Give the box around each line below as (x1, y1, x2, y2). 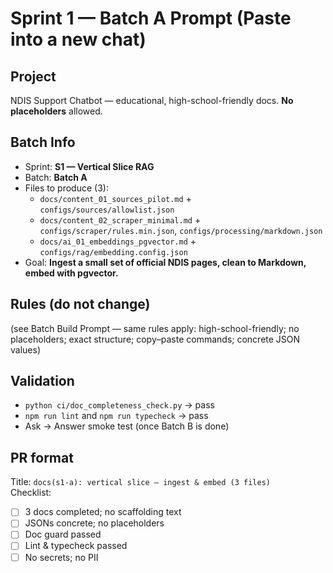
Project (10, 68, 57, 85)
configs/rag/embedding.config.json (39, 247, 188, 257)
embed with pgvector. (24, 267, 119, 279)
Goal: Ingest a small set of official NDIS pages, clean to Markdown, (24, 256, 307, 268)
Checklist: (10, 487, 52, 499)
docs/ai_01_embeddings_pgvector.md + (39, 235, 197, 247)
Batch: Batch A (24, 171, 88, 183)
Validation (10, 373, 75, 390)
